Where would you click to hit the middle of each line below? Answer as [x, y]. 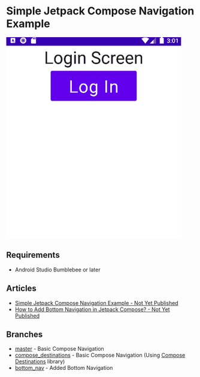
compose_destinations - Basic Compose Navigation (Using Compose [100, 355]
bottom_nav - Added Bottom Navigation [64, 368]
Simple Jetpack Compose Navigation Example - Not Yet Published [96, 303]
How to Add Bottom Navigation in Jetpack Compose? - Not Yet [92, 309]
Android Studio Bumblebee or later [57, 269]
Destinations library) [40, 361]
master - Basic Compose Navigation [60, 349]
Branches [25, 334]
